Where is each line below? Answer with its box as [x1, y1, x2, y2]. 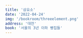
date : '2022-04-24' [5, 12, 46, 17]
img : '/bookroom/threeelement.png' [5, 16, 79, 21]
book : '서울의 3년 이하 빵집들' [5, 26, 63, 31]
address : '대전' [5, 21, 37, 26]
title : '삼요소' [5, 7, 36, 12]
